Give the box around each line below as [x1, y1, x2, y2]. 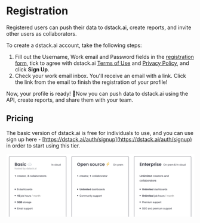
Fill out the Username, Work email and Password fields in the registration [14, 53, 194, 60]
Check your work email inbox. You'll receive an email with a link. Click [14, 72, 186, 79]
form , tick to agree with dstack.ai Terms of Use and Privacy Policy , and [14, 59, 189, 67]
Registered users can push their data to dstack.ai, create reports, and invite [6, 24, 192, 31]
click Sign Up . [14, 65, 50, 73]
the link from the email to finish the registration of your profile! [14, 78, 168, 86]
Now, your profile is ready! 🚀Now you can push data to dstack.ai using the [6, 90, 189, 97]
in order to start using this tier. [6, 142, 81, 149]
